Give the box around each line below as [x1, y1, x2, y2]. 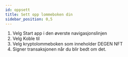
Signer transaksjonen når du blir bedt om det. [12, 46, 106, 52]
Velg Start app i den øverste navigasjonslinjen [12, 30, 107, 36]
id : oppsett [5, 7, 30, 12]
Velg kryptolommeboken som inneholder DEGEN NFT [12, 41, 123, 47]
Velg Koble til [12, 35, 40, 41]
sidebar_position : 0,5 [5, 16, 53, 21]
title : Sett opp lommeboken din [5, 12, 73, 17]
